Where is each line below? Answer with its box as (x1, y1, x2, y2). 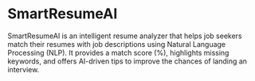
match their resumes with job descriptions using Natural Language (7, 39, 226, 48)
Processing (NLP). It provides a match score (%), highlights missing (7, 48, 229, 57)
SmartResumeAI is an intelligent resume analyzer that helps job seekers (7, 31, 242, 40)
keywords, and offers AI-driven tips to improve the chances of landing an (7, 56, 248, 66)
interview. (7, 64, 40, 74)
